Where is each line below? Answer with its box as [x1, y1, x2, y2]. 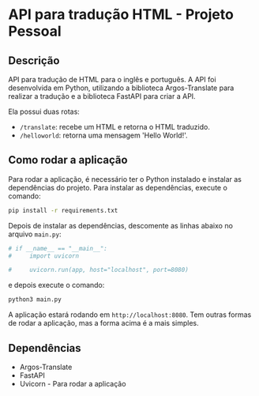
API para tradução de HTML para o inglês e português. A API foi [8, 75, 216, 84]
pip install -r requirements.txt [8, 206, 118, 214]
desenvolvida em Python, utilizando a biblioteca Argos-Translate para [8, 83, 235, 92]
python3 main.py [8, 296, 62, 304]
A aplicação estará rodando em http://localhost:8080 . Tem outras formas [8, 310, 252, 319]
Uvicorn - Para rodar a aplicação [19, 379, 126, 388]
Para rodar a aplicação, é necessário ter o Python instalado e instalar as [8, 174, 242, 183]
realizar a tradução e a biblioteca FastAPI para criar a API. [8, 92, 196, 100]
